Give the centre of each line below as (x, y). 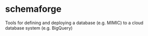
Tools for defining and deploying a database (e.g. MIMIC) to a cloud (74, 23)
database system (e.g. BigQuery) (39, 28)
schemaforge (33, 9)
